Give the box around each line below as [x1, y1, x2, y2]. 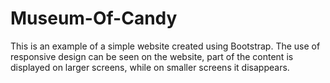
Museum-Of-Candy [10, 7, 178, 30]
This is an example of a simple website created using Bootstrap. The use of [10, 40, 321, 52]
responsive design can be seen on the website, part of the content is [10, 50, 294, 62]
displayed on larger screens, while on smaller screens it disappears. [10, 61, 290, 73]
